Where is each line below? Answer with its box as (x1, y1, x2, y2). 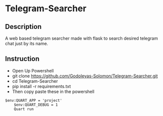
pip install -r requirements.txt (12, 83, 71, 89)
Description (5, 23, 42, 31)
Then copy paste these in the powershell (12, 89, 94, 94)
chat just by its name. (5, 41, 48, 46)
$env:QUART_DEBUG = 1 (14, 102, 58, 107)
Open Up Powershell (12, 68, 54, 73)
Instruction (5, 55, 40, 63)
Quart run (14, 106, 34, 112)
